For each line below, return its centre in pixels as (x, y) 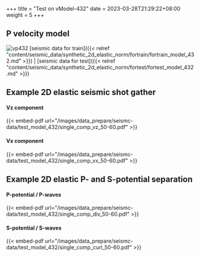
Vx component (25, 141)
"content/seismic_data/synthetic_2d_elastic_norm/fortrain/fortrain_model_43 (100, 54)
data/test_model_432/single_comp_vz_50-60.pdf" (67, 127)
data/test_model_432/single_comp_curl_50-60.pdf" (69, 247)
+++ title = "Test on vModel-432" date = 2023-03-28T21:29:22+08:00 (93, 9)
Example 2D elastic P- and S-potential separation (99, 179)
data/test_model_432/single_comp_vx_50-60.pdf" (67, 160)
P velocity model (38, 34)
